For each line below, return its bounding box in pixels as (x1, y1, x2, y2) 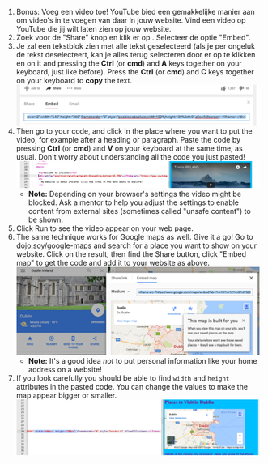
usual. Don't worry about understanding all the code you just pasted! (15, 151, 245, 161)
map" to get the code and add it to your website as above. (15, 258, 211, 267)
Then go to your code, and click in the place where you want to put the (15, 126, 253, 136)
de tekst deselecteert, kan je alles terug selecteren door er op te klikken (15, 50, 256, 59)
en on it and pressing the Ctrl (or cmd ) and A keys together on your (15, 58, 243, 68)
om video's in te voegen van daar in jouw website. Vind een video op (15, 15, 246, 25)
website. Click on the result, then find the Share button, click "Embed (15, 249, 247, 258)
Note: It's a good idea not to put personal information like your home (28, 355, 257, 365)
